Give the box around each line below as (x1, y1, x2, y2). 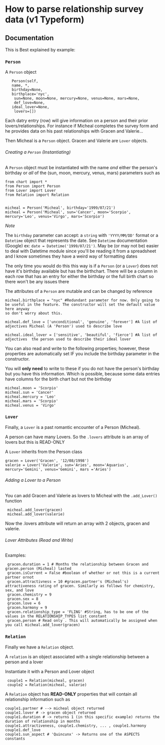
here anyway (5, 306, 30, 311)
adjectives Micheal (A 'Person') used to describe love (5, 324, 122, 328)
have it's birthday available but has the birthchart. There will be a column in (5, 268, 158, 274)
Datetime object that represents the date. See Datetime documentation (5, 237, 148, 243)
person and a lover (5, 659, 43, 665)
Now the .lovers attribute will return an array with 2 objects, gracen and (5, 520, 150, 526)
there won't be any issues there (5, 279, 69, 284)
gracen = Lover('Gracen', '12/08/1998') (5, 458, 90, 463)
